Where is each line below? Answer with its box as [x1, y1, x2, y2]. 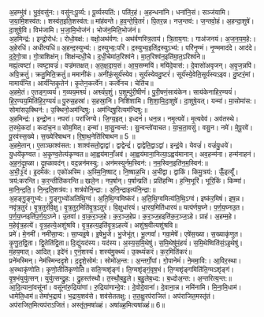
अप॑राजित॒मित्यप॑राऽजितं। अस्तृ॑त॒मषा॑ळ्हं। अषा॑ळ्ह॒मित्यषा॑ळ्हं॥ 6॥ [9, 300, 165, 309]
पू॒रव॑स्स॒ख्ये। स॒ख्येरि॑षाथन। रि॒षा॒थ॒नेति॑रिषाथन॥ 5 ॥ [9, 132, 136, 141]
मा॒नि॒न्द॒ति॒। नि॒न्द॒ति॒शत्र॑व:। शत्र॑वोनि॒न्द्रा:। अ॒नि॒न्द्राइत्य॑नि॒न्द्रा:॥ [9, 185, 156, 194]
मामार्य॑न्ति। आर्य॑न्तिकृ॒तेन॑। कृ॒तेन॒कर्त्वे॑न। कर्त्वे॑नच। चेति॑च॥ [9, 79, 154, 88]
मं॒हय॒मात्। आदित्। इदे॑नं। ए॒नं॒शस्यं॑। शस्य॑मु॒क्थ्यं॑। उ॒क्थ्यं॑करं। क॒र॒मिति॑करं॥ [9, 247, 192, 256]
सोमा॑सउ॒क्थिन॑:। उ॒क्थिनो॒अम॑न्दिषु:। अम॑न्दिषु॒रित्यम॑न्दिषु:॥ [9, 105, 148, 114]
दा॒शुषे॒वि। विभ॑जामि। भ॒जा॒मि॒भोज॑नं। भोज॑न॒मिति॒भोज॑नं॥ [9, 25, 141, 35]
